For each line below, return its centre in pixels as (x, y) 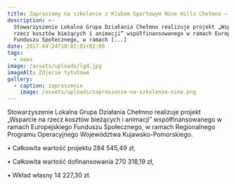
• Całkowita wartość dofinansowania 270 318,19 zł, (81, 161)
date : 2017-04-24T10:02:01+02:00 (56, 46)
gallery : (20, 79)
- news (23, 60)
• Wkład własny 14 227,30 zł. (49, 175)
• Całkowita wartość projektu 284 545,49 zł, (71, 148)
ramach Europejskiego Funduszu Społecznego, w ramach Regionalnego (111, 127)
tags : (15, 53)
